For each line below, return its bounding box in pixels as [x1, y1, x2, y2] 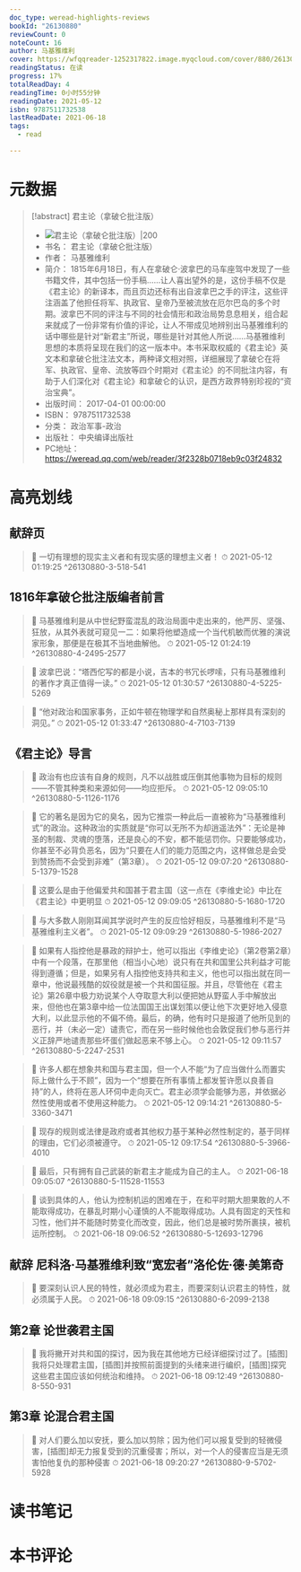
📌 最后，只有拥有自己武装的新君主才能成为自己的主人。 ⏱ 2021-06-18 [30, 1166, 289, 1177]
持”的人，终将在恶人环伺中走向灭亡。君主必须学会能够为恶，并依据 [30, 1086, 279, 1097]
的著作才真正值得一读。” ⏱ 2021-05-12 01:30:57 [30, 677, 204, 688]
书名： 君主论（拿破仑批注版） [44, 241, 158, 251]
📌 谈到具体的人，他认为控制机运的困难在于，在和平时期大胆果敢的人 [30, 1195, 282, 1206]
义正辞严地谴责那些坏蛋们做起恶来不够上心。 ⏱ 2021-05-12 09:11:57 [30, 1035, 282, 1046]
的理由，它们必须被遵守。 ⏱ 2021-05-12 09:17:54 [30, 1137, 213, 1148]
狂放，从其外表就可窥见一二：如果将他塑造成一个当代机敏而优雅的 [30, 626, 275, 637]
